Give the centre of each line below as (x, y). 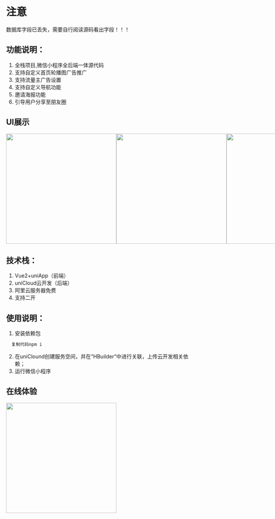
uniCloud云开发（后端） (43, 283)
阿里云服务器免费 (35, 290)
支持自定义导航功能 (38, 87)
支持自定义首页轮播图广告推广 (51, 72)
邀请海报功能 (30, 94)
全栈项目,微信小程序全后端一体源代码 (59, 65)
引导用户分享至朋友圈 (40, 102)
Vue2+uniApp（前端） (42, 276)
